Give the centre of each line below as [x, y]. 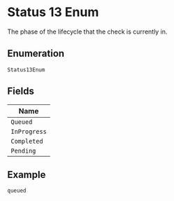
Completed [27, 141]
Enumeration [36, 54]
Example [27, 175]
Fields [21, 91]
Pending [23, 151]
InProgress [29, 131]
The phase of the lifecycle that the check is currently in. [87, 32]
